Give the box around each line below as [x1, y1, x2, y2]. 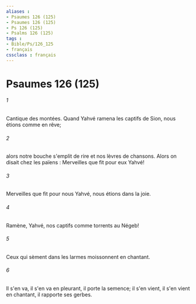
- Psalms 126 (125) [6, 30, 54, 36]
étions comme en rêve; [6, 121, 61, 129]
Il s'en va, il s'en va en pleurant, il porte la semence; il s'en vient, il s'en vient [6, 285, 190, 292]
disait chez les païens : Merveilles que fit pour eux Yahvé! [6, 159, 145, 166]
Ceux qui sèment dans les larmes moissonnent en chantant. [6, 253, 150, 260]
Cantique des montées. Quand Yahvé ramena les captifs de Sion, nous [6, 115, 176, 122]
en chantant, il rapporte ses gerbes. [6, 291, 92, 298]
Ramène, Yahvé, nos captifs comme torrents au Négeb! [6, 222, 139, 229]
